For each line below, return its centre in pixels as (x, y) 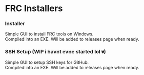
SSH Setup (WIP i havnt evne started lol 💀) (56, 52)
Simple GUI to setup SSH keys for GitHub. (47, 62)
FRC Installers (34, 8)
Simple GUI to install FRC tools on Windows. (49, 34)
